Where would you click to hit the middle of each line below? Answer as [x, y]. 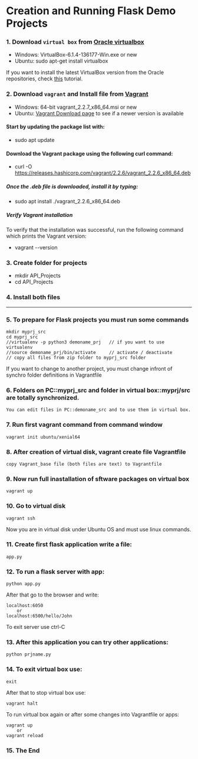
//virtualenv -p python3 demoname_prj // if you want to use [85, 342]
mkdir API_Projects [37, 275]
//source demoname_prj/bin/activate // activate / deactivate [89, 353]
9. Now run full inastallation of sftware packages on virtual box [98, 479]
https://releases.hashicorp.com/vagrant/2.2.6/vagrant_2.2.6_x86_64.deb [103, 173]
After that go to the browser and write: [52, 595]
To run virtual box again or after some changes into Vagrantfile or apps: [93, 714]
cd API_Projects [34, 282]
